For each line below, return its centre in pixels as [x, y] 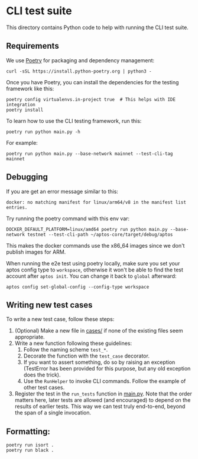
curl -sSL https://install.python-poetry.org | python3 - [79, 71]
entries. [17, 207]
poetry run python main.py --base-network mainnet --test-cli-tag [90, 153]
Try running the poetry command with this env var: [68, 219]
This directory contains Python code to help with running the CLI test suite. [98, 27]
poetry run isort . [30, 445]
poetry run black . [30, 450]
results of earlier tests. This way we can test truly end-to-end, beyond [100, 406]
